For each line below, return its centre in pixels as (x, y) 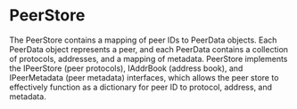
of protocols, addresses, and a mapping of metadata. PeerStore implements (148, 58)
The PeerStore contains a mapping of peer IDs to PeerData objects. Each (143, 40)
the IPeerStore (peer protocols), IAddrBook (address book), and (126, 68)
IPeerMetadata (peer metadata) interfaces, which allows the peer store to (144, 77)
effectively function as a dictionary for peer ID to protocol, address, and (141, 87)
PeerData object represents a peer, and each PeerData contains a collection (148, 49)
